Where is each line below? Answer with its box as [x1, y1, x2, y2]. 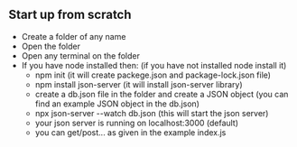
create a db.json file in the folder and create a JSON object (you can [34, 88, 289, 99]
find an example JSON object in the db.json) [34, 98, 200, 109]
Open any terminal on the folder [21, 50, 141, 61]
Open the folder [21, 41, 80, 51]
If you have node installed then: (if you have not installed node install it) [21, 60, 287, 70]
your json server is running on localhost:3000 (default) [34, 117, 239, 128]
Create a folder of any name [21, 31, 126, 41]
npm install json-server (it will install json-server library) [34, 78, 243, 89]
